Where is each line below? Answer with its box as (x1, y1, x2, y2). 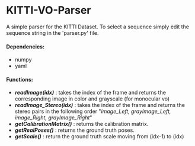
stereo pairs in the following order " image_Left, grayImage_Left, (14, 108, 171, 115)
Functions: (6, 76, 34, 83)
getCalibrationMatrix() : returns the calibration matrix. (14, 121, 149, 128)
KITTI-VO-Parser (6, 4, 91, 17)
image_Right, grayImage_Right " (14, 114, 92, 121)
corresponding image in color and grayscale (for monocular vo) (14, 95, 170, 102)
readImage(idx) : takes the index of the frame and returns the (14, 89, 166, 96)
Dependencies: (6, 43, 45, 50)
